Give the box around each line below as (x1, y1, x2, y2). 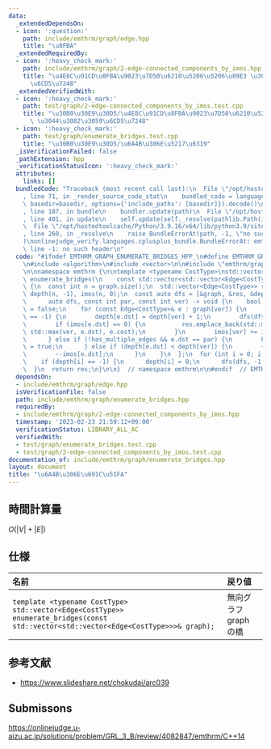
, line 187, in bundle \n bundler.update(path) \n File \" (23, 207, 232, 215)
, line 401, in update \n (23, 215, 106, 223)
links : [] (23, 177, 56, 186)
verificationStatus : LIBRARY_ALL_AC (15, 425, 139, 434)
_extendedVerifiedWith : (15, 87, 95, 95)
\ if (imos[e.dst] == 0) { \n (23, 320, 147, 328)
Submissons (8, 701, 73, 715)
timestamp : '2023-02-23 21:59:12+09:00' (15, 418, 153, 426)
